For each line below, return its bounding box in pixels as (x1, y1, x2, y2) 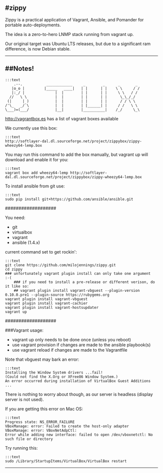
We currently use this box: (5, 125, 57, 131)
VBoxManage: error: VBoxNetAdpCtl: (5, 428, 77, 433)
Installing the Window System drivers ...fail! (5, 370, 103, 375)
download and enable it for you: (5, 156, 69, 162)
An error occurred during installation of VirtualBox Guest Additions (5, 378, 151, 383)
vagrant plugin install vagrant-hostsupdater (5, 305, 98, 310)
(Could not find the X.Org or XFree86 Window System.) (5, 374, 118, 379)
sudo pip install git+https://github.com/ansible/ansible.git (5, 197, 133, 202)
